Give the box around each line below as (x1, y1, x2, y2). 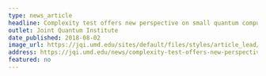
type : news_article (8, 11, 73, 20)
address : (8, 48, 37, 56)
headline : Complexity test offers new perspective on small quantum (8, 19, 239, 27)
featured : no (8, 56, 51, 64)
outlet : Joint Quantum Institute (8, 26, 119, 34)
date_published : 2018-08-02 (8, 33, 101, 42)
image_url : (8, 41, 44, 49)
